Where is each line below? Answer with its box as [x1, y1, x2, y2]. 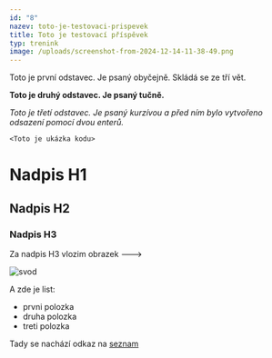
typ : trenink [9, 38, 59, 48]
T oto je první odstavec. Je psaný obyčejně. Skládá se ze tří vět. [9, 72, 247, 83]
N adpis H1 [9, 164, 87, 185]
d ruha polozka [22, 311, 77, 322]
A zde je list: [9, 283, 56, 294]
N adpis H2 [9, 201, 71, 216]
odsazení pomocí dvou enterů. [9, 117, 125, 128]
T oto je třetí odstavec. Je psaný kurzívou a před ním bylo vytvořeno [9, 107, 264, 118]
